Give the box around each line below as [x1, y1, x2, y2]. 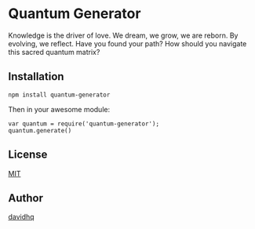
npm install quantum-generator [8, 91, 111, 99]
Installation [8, 70, 64, 83]
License [8, 148, 48, 162]
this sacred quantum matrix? [8, 47, 100, 56]
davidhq [8, 213, 35, 222]
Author [8, 191, 43, 205]
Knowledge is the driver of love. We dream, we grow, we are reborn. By [8, 31, 239, 40]
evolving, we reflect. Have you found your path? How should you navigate [8, 38, 247, 48]
